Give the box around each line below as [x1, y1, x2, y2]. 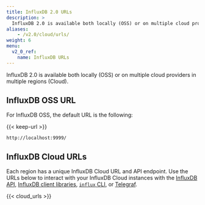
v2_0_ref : [12, 49, 37, 55]
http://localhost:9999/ [6, 135, 67, 141]
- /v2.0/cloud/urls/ [17, 32, 70, 38]
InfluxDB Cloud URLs [6, 151, 87, 162]
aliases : [6, 26, 29, 32]
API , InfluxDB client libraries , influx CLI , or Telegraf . [6, 181, 137, 188]
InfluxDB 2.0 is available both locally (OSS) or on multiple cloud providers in [6, 71, 196, 78]
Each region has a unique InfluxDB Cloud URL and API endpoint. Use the [6, 168, 189, 175]
